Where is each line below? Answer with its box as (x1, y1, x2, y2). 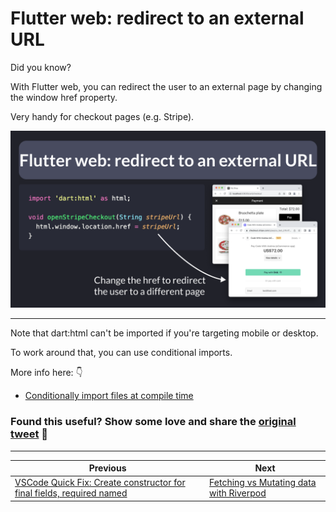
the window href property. (10, 91, 118, 103)
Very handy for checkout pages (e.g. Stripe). (10, 110, 195, 122)
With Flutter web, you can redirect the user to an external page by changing (10, 80, 323, 92)
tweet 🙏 (10, 427, 49, 441)
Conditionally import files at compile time (24, 390, 194, 402)
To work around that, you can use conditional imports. (10, 347, 233, 359)
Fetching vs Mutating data (209, 477, 317, 489)
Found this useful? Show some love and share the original (10, 415, 297, 429)
